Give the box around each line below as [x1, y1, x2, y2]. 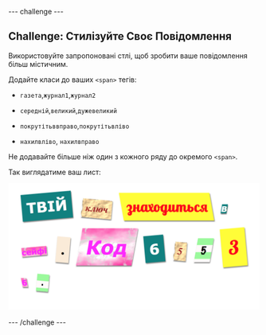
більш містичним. [8, 59, 68, 68]
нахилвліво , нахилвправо [19, 136, 100, 146]
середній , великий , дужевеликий [19, 105, 118, 115]
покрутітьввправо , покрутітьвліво [19, 121, 130, 130]
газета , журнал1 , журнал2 [19, 90, 96, 99]
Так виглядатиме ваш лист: [8, 167, 101, 177]
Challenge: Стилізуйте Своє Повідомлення [8, 29, 233, 43]
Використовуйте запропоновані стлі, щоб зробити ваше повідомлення [8, 51, 248, 60]
